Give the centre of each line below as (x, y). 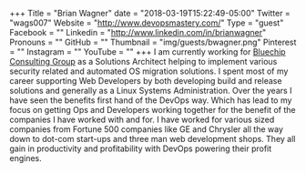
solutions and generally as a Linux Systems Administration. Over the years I (151, 91)
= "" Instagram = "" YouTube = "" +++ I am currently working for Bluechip (148, 52)
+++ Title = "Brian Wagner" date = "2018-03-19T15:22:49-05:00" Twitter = (150, 13)
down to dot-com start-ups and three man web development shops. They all (153, 139)
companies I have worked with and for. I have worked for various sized (142, 119)
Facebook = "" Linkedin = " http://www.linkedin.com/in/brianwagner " (138, 32)
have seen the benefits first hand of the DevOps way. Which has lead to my (151, 100)
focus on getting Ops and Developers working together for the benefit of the (153, 110)
